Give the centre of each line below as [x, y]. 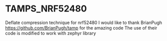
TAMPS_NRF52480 [46, 9]
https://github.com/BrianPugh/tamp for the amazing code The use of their [81, 27]
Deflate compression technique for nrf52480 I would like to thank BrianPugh [84, 22]
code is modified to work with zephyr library [51, 33]
